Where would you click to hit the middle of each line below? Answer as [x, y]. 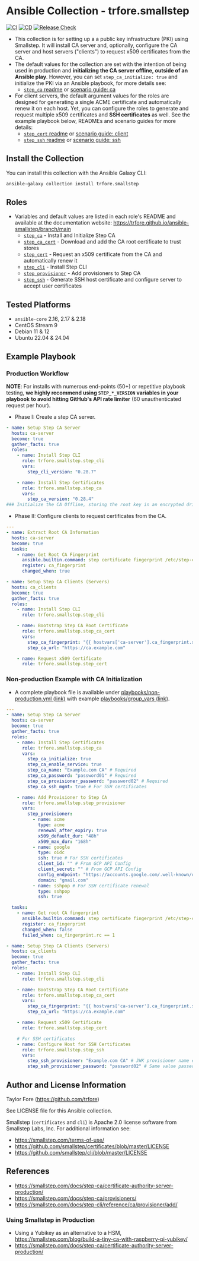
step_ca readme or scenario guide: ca [70, 89]
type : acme [51, 825]
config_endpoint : [59, 874]
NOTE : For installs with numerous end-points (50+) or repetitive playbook [96, 386]
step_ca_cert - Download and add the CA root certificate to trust [102, 242]
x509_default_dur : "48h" [68, 836]
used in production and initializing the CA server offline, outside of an [101, 70]
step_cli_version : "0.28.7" [62, 472]
